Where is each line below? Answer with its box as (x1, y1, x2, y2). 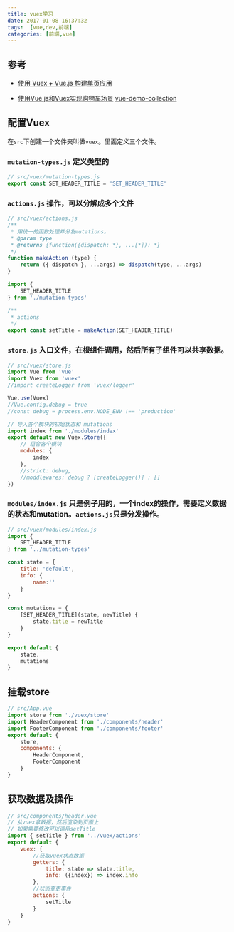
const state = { (7, 559, 55, 566)
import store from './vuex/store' (7, 711, 110, 719)
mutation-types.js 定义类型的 (7, 156, 110, 166)
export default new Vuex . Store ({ (7, 434, 107, 441)
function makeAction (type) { (7, 255, 97, 262)
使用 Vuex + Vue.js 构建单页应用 (17, 79, 112, 88)
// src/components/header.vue (7, 812, 97, 819)
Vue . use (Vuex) (7, 395, 50, 402)
